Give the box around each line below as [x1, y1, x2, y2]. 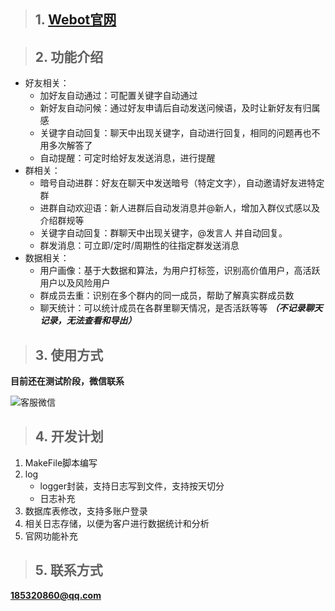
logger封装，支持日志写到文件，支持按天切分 [39, 480, 225, 492]
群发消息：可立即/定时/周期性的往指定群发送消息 [39, 240, 240, 252]
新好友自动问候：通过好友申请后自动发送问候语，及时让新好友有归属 [39, 102, 321, 114]
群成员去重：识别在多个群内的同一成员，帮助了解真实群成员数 [39, 290, 295, 302]
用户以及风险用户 [39, 277, 111, 289]
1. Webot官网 [34, 11, 117, 29]
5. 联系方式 [34, 562, 103, 579]
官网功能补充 [24, 530, 78, 542]
